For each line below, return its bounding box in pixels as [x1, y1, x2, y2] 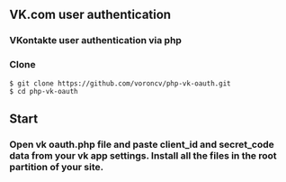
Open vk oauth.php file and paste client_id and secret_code [9, 138, 274, 150]
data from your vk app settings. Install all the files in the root [9, 149, 277, 161]
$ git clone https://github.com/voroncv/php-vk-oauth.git [9, 78, 231, 88]
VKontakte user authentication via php [9, 34, 183, 47]
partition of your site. [9, 160, 104, 173]
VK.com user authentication [9, 7, 172, 23]
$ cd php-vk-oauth [9, 86, 78, 96]
